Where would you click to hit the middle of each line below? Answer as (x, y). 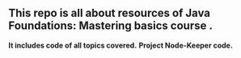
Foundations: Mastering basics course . (110, 26)
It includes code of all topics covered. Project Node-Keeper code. (120, 45)
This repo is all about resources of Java (109, 13)
